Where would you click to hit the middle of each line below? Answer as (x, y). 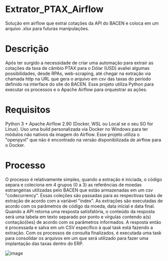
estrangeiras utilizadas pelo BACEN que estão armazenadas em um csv (79, 190)
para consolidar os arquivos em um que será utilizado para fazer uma (77, 238)
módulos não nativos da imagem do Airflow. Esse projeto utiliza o (72, 134)
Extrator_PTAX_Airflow (54, 9)
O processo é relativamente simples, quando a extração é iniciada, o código (83, 179)
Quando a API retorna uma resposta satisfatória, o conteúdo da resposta (80, 211)
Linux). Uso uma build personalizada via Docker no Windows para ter (77, 129)
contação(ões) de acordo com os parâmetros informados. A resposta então (83, 222)
